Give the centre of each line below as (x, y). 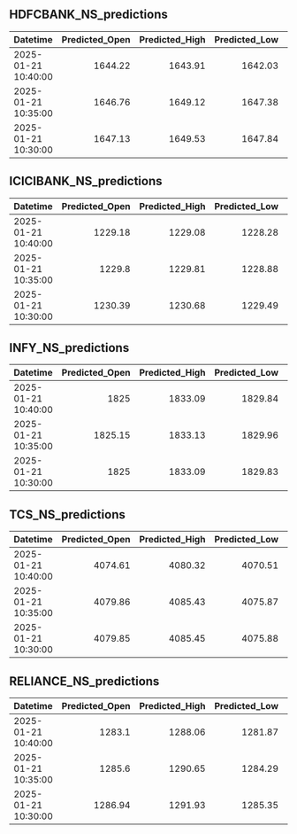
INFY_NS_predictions (69, 348)
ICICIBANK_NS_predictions (86, 181)
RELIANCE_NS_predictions (84, 681)
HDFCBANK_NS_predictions (88, 15)
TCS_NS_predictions (67, 514)
